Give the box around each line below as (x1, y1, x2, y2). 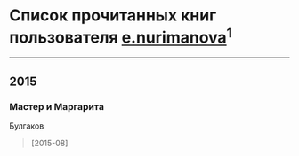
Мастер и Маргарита (9, 100, 105, 113)
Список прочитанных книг (9, 5, 217, 26)
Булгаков (9, 121, 44, 131)
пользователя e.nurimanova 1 (9, 24, 233, 48)
